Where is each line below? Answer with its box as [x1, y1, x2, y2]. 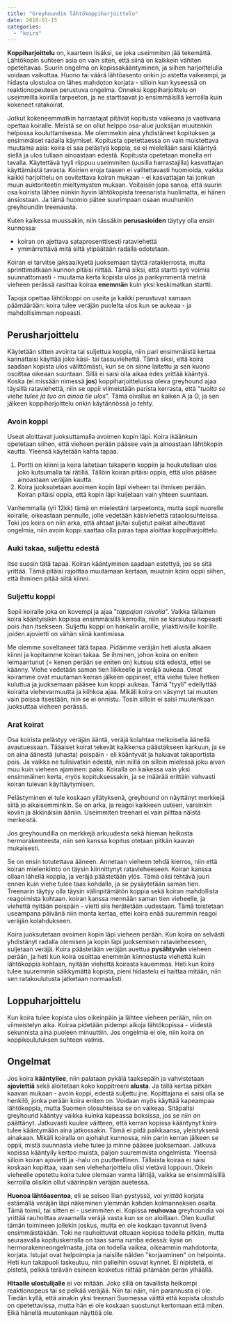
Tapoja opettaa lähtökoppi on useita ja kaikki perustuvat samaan [7, 294, 191, 302]
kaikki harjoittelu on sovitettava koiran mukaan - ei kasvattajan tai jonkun [7, 174, 216, 182]
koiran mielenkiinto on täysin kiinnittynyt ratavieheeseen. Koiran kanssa [7, 865, 212, 873]
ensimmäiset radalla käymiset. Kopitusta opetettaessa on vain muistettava [7, 137, 219, 145]
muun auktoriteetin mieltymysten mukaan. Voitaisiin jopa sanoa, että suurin [7, 180, 223, 189]
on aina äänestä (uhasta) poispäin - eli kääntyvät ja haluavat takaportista [7, 750, 216, 759]
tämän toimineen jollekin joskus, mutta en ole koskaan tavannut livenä [7, 1221, 207, 1229]
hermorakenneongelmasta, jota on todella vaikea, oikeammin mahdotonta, [7, 1243, 219, 1252]
